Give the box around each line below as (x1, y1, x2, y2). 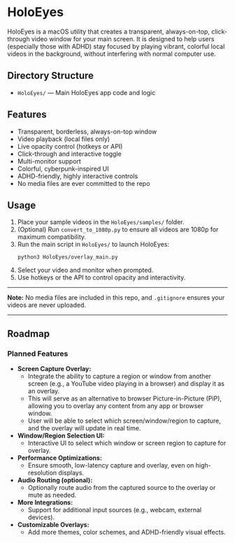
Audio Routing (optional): (17, 476, 93, 484)
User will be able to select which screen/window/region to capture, (27, 417, 222, 425)
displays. (58, 469, 85, 477)
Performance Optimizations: (17, 454, 103, 462)
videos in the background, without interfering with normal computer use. (7, 50, 216, 58)
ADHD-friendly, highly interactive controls (17, 172, 138, 180)
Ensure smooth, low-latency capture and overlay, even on (27, 461, 194, 470)
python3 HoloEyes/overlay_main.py (17, 254, 118, 261)
